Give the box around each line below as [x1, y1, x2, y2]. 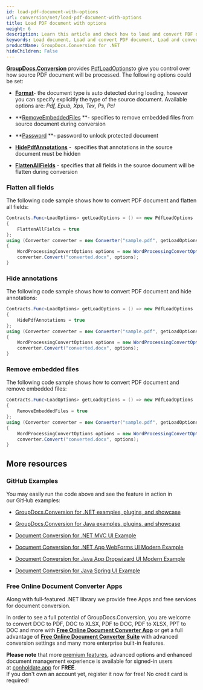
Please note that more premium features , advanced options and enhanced [6, 651, 192, 659]
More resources [6, 458, 68, 468]
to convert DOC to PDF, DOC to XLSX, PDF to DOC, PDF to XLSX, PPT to [6, 620, 186, 628]
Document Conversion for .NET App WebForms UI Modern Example [14, 543, 184, 551]
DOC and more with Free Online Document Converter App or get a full [6, 627, 183, 634]
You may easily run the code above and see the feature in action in [6, 490, 172, 497]
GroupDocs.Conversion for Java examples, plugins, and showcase [14, 520, 181, 527]
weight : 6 [6, 25, 31, 32]
